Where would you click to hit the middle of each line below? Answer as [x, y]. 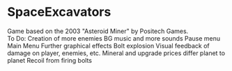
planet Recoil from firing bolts [50, 60]
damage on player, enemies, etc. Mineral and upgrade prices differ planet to [116, 53]
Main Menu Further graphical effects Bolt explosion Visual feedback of [109, 45]
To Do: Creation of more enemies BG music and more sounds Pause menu [114, 38]
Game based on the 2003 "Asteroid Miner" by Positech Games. [98, 31]
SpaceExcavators [59, 12]
